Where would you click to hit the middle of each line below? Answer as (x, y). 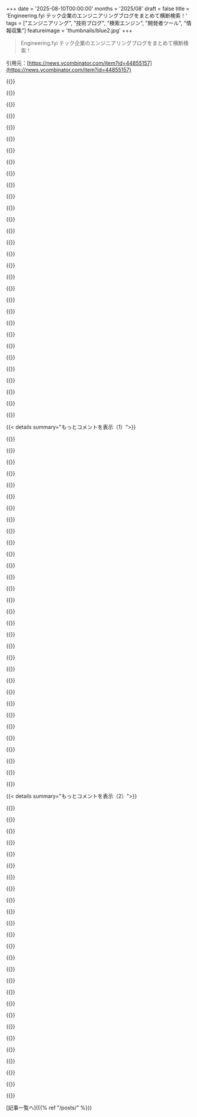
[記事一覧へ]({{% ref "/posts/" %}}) (49, 1108)
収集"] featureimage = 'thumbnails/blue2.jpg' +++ (72, 30)
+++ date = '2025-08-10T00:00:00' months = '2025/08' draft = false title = (98, 9)
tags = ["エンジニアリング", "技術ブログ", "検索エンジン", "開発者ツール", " (96, 23)
